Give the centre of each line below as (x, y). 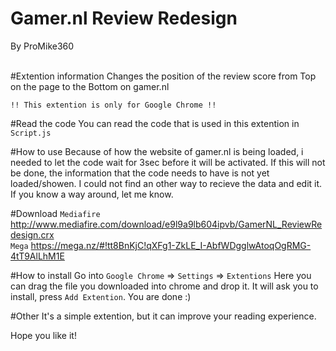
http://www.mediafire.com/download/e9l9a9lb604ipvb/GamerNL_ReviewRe (166, 224)
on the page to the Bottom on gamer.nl (90, 86)
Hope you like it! (43, 335)
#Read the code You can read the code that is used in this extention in (155, 123)
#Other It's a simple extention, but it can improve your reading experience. (163, 316)
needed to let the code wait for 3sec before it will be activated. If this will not (168, 162)
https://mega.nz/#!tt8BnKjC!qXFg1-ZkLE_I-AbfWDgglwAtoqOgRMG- (171, 245)
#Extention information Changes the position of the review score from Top (163, 76)
